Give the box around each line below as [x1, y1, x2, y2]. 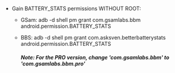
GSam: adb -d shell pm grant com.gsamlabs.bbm [20, 16, 141, 23]
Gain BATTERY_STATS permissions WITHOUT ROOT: [11, 5, 141, 12]
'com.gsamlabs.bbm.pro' [20, 60, 85, 67]
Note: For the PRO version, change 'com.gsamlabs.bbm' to [20, 54, 170, 61]
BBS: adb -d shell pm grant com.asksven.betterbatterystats [20, 34, 166, 41]
